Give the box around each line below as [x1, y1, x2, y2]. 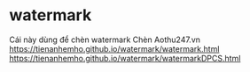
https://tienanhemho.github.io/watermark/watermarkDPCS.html [9, 53, 241, 63]
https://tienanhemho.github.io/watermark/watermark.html [9, 43, 220, 54]
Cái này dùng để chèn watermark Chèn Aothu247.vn [9, 34, 201, 45]
